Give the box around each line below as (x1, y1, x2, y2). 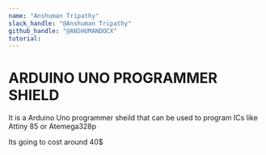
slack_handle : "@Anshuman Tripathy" (8, 19, 132, 27)
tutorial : (8, 34, 42, 43)
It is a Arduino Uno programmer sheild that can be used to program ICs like (8, 113, 259, 123)
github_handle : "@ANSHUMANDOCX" (8, 27, 117, 35)
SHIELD (8, 86, 60, 105)
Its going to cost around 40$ (8, 137, 103, 147)
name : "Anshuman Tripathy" (8, 11, 99, 20)
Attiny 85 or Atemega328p (8, 122, 97, 132)
